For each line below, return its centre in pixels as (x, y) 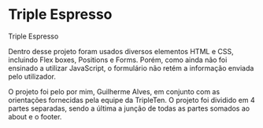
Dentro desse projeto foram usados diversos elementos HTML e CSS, (121, 51)
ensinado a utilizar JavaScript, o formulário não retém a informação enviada (131, 68)
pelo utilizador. (32, 76)
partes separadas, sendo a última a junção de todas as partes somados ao (129, 108)
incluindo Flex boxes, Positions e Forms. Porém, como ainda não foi (118, 60)
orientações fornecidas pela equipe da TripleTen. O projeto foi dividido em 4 (132, 100)
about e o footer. (35, 116)
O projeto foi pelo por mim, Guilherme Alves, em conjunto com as (114, 91)
